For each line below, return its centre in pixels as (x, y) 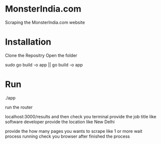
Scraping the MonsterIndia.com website (45, 22)
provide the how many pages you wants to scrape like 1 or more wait (74, 131)
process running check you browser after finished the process (68, 136)
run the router (19, 107)
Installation (28, 42)
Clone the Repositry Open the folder (41, 55)
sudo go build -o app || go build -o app (44, 64)
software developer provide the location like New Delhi (60, 122)
